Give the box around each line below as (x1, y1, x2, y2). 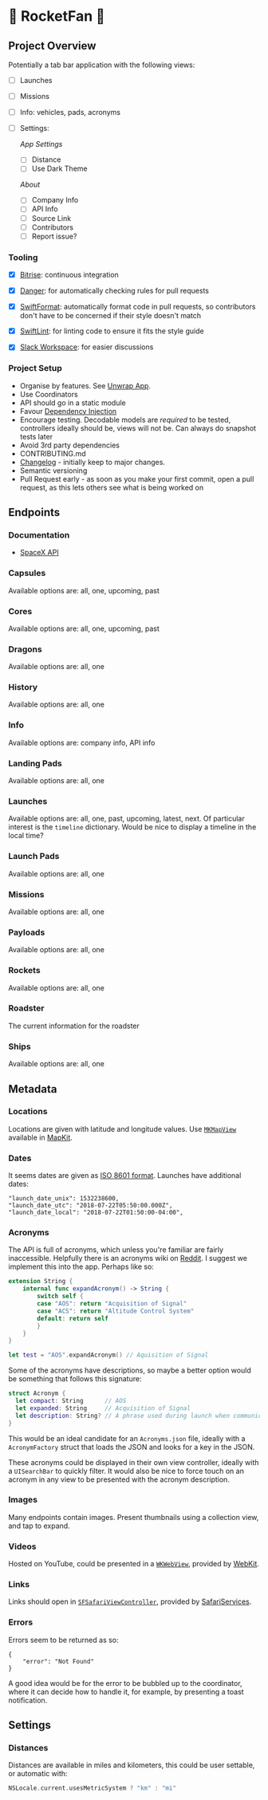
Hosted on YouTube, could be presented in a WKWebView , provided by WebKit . (8, 1559, 259, 1569)
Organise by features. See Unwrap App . (19, 380, 152, 390)
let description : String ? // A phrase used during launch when (15, 1412, 230, 1420)
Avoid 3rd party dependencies (19, 440, 120, 450)
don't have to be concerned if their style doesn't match (19, 311, 202, 321)
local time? (8, 831, 44, 841)
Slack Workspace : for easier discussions (19, 342, 154, 352)
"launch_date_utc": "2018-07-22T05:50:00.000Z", (8, 1202, 173, 1210)
